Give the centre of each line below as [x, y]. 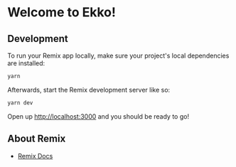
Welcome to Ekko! [61, 12]
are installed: [26, 63]
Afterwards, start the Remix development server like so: [89, 90]
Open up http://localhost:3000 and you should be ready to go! [98, 116]
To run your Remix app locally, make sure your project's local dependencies [118, 55]
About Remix [37, 139]
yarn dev [20, 103]
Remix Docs [35, 156]
